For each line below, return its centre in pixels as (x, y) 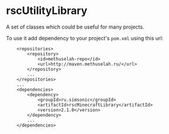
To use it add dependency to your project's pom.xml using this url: (85, 38)
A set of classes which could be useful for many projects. (75, 27)
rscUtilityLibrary (47, 11)
